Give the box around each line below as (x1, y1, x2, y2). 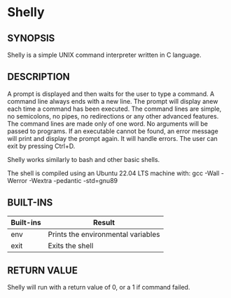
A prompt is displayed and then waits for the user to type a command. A (7, 89, 215, 98)
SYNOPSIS (7, 32, 55, 44)
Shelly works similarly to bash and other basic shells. (7, 155, 160, 163)
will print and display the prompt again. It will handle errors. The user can (7, 134, 218, 142)
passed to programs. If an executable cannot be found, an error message (7, 127, 218, 135)
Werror (7, 176, 28, 184)
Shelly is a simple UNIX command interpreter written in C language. (7, 50, 202, 59)
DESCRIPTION (7, 71, 70, 83)
